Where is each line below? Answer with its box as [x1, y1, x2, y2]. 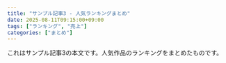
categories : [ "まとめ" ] [7, 29, 73, 36]
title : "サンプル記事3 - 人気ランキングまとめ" [7, 10, 131, 17]
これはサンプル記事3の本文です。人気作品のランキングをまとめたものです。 [7, 49, 223, 57]
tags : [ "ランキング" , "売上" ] [7, 23, 88, 29]
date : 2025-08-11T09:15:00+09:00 [7, 16, 104, 23]
